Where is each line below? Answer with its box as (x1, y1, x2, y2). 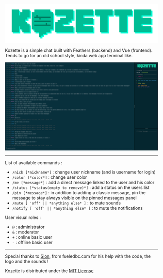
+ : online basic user (12, 234, 52, 240)
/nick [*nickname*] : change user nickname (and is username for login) (12, 169, 156, 175)
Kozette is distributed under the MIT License (5, 268, 94, 274)
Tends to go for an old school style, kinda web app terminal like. (5, 53, 133, 59)
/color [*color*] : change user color (12, 174, 87, 180)
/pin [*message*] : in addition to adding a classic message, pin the (12, 189, 146, 195)
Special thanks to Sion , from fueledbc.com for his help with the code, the (5, 253, 151, 259)
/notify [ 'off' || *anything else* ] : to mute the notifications (12, 205, 143, 211)
